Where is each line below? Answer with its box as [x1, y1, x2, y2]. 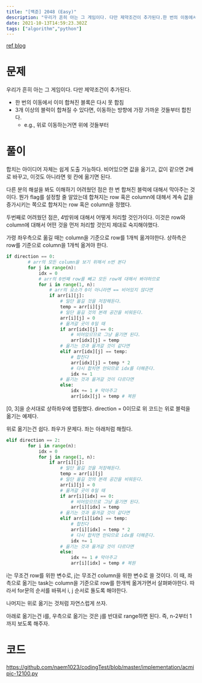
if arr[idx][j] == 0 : [60, 326, 114, 332]
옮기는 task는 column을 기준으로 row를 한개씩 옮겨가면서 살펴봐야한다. [22, 580, 189, 586]
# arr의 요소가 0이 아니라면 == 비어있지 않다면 [49, 287, 153, 293]
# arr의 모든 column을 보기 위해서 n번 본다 [28, 259, 126, 265]
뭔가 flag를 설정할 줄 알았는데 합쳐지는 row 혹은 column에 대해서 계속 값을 [19, 194, 194, 201]
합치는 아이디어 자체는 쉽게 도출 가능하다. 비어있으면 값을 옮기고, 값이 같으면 [6, 166, 185, 173]
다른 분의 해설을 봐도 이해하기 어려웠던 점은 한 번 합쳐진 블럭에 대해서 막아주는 [6, 186, 189, 193]
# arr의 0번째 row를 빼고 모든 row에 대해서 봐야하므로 [38, 276, 160, 282]
